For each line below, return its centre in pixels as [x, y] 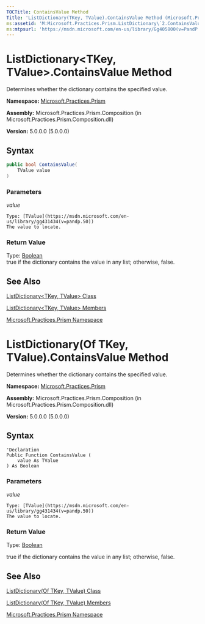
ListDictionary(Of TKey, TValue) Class [54, 591]
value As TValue [38, 460]
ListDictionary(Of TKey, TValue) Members [59, 603]
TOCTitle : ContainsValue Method [47, 12]
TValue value [34, 170]
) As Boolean [23, 466]
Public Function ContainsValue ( [49, 455]
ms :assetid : [21, 23]
